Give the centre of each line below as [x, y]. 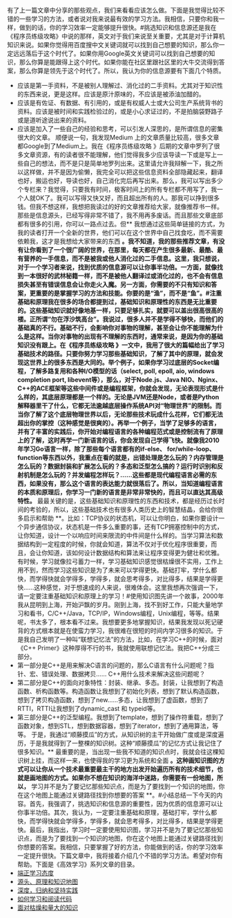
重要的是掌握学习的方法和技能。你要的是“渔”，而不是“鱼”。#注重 [129, 293]
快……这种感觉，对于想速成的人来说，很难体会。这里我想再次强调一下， [119, 587]
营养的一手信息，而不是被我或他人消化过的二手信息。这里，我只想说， [123, 259]
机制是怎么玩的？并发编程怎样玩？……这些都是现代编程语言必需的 [117, 475]
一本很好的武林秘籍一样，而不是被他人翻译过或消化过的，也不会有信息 [123, 276]
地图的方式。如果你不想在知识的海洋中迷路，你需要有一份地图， [126, 778]
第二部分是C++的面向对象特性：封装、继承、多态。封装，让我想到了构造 [120, 683]
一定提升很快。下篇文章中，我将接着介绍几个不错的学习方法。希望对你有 [120, 856]
